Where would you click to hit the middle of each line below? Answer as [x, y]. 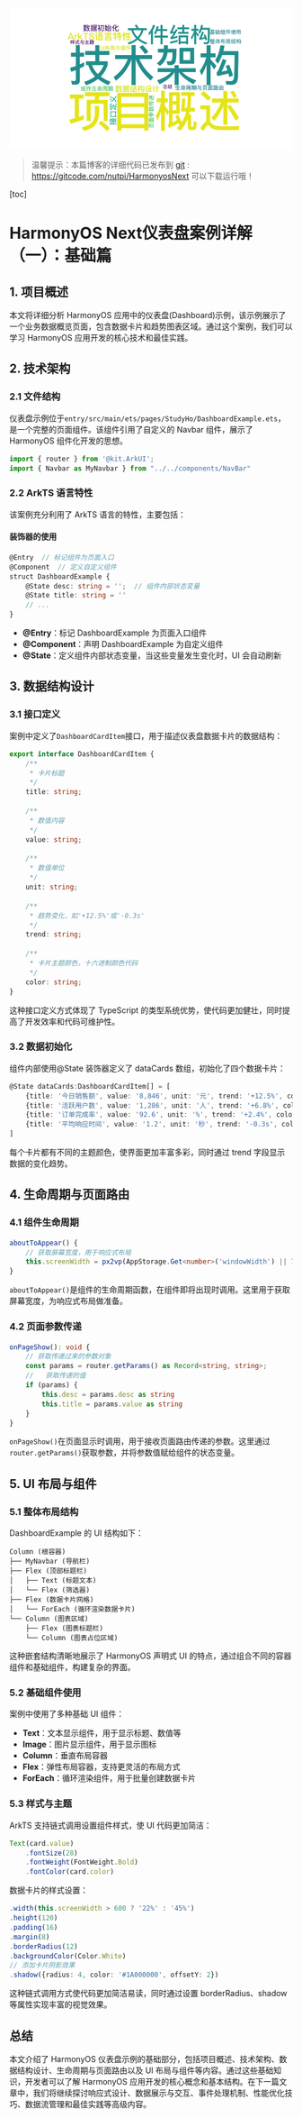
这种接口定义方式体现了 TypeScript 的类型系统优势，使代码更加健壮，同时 [146, 1010]
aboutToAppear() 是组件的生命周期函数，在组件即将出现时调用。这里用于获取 [150, 1290]
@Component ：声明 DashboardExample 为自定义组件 [123, 644]
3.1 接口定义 [35, 715]
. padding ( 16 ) [34, 1927]
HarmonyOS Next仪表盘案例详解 [131, 233]
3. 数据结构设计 [52, 686]
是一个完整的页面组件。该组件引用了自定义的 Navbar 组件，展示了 [131, 429]
